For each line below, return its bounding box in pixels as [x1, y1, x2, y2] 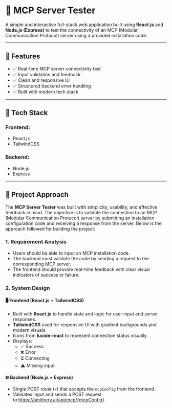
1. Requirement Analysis [5, 238, 67, 245]
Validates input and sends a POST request [12, 391, 102, 398]
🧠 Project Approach [5, 190, 69, 199]
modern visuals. [12, 327, 47, 333]
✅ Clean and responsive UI [12, 77, 70, 83]
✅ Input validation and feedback [12, 71, 81, 77]
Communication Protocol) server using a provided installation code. [5, 32, 147, 38]
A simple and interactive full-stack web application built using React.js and [5, 21, 164, 28]
